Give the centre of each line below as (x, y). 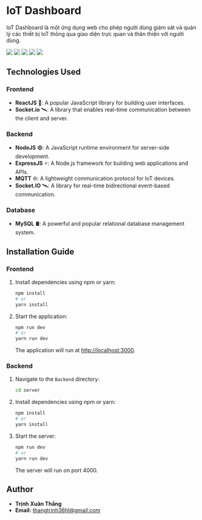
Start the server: (35, 436)
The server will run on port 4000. (56, 470)
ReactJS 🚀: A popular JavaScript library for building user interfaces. (100, 102)
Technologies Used (43, 72)
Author (20, 489)
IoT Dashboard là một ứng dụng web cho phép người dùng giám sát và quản (101, 27)
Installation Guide (40, 251)
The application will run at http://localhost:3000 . (75, 350)
